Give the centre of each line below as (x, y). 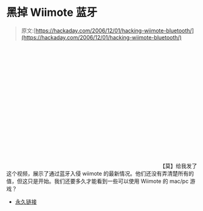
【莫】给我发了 (178, 166)
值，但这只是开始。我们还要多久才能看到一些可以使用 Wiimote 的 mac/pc (98, 181)
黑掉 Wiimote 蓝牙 (52, 13)
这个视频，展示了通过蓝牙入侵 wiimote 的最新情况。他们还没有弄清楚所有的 (100, 173)
